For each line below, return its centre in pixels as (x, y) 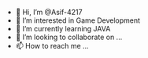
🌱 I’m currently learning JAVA (63, 29)
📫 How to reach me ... (52, 46)
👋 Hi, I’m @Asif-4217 (49, 12)
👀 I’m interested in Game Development (78, 20)
